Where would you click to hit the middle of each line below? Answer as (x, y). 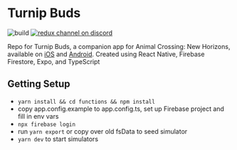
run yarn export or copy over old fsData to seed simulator (102, 131)
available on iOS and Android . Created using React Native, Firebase (106, 54)
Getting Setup (39, 84)
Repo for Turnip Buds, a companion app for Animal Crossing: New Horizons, (119, 46)
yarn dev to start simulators (58, 139)
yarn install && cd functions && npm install (86, 102)
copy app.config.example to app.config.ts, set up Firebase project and (121, 109)
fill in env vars (38, 116)
